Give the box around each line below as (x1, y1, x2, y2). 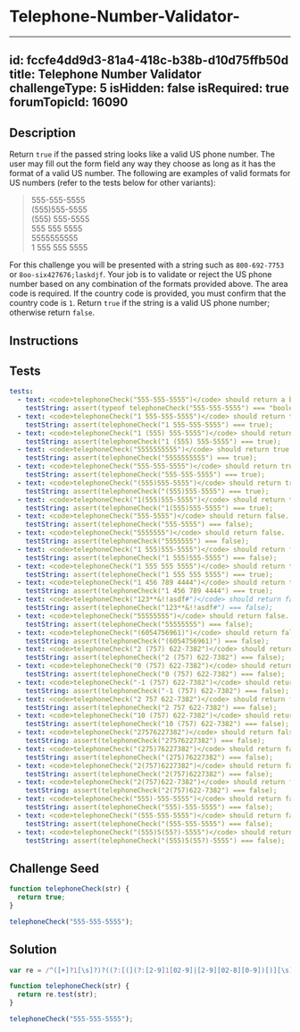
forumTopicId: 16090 (9, 95, 129, 110)
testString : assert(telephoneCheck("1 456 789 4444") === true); (25, 587, 274, 596)
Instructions (9, 333, 79, 348)
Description (9, 125, 76, 140)
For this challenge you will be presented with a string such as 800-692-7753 (9, 259, 285, 270)
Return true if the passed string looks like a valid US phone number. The (9, 149, 275, 160)
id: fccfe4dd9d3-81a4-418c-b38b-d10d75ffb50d (9, 53, 288, 68)
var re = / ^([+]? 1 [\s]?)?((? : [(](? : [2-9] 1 (9, 966, 170, 975)
